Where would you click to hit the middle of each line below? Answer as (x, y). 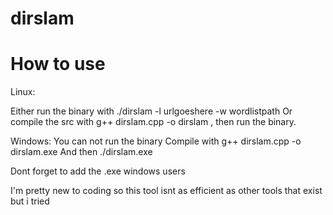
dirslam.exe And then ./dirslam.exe (81, 152)
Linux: (23, 92)
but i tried (30, 201)
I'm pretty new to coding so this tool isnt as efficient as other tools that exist (166, 191)
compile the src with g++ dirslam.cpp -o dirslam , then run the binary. (153, 122)
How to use (58, 64)
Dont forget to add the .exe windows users (98, 171)
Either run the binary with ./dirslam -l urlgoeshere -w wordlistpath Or (151, 111)
